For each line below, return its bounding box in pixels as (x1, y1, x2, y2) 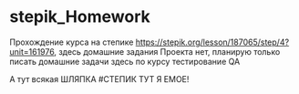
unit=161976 (9, 46, 55, 57)
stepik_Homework (9, 6, 150, 27)
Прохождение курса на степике (9, 37, 134, 47)
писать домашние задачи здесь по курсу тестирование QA (9, 56, 241, 67)
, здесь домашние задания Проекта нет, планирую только (54, 46, 281, 57)
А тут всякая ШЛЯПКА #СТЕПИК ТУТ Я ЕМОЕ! (9, 73, 190, 84)
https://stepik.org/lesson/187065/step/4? (135, 37, 290, 47)
